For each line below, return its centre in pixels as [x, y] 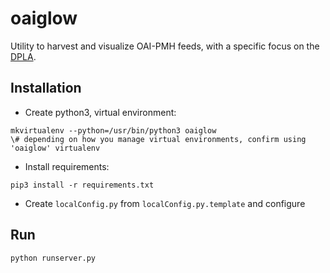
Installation [46, 88]
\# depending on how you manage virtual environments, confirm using [158, 139]
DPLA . [23, 56]
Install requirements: [67, 166]
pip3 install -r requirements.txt [82, 185]
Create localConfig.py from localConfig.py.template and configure [165, 203]
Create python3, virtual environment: [100, 112]
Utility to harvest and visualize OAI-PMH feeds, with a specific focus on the [165, 46]
